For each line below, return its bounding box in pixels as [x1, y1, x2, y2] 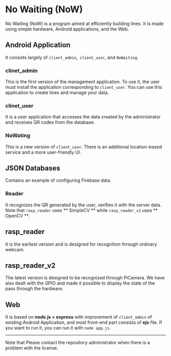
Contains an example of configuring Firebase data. [5, 177, 112, 183]
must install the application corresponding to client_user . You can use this [5, 84, 162, 90]
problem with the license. [5, 345, 59, 351]
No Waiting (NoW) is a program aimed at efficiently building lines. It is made [5, 20, 164, 27]
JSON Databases [5, 164, 61, 173]
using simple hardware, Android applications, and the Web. [5, 26, 129, 32]
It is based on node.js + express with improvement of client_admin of [5, 314, 152, 320]
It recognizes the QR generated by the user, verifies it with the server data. [5, 202, 162, 208]
